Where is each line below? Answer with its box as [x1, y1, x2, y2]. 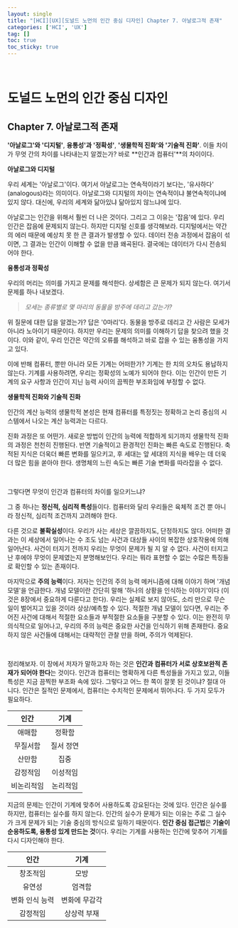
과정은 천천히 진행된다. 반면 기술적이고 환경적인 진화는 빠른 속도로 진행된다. [14, 441, 224, 449]
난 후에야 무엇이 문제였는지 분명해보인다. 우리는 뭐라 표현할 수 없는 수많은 [7, 553, 210, 561]
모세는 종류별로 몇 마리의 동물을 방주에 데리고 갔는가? [24, 303, 173, 311]
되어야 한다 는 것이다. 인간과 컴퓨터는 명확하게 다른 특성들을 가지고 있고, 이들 [20, 668, 230, 677]
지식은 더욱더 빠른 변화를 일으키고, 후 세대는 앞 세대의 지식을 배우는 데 [20, 450, 214, 458]
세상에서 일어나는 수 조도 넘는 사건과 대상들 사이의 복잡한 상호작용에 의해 [28, 535, 229, 544]
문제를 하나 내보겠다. [7, 288, 65, 296]
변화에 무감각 [60, 895, 103, 905]
